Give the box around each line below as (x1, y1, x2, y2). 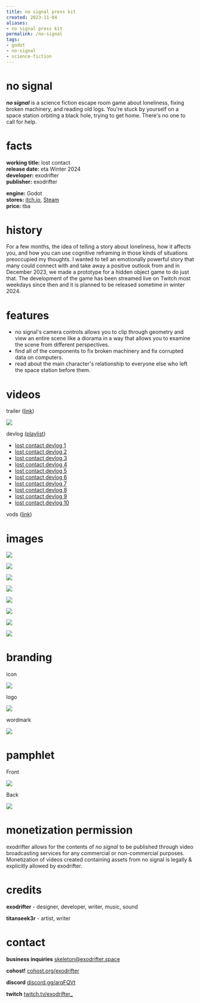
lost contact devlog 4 (14, 461, 67, 468)
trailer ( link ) (6, 407, 35, 415)
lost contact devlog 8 (14, 487, 67, 494)
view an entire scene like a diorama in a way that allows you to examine (14, 335, 191, 342)
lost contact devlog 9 (14, 493, 67, 500)
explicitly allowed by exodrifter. (6, 862, 82, 869)
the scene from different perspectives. (14, 341, 110, 348)
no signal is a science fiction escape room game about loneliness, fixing (6, 99, 184, 106)
